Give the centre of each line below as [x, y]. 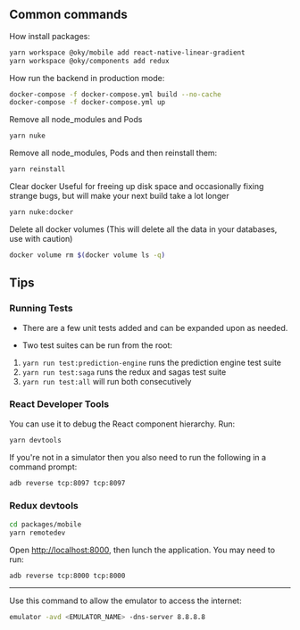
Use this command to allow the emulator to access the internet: [126, 601]
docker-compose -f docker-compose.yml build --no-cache [115, 94]
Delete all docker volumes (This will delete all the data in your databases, [143, 229]
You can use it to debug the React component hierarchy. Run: [122, 424]
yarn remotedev [37, 533]
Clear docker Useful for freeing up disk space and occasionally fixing [137, 187]
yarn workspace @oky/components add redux [89, 61]
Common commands [68, 15]
